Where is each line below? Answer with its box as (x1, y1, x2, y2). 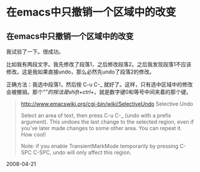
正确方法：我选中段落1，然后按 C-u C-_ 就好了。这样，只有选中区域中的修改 (6, 81, 193, 88)
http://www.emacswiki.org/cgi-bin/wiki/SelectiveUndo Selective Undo (20, 100, 193, 107)
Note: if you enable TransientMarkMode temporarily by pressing (20, 143, 179, 149)
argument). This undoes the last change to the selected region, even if (20, 118, 194, 125)
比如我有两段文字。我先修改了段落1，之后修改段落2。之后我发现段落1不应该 (6, 61, 192, 67)
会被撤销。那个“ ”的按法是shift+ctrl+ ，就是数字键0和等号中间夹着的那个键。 (6, 88, 192, 96)
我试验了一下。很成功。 (6, 48, 64, 55)
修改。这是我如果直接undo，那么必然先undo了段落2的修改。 (6, 68, 155, 75)
